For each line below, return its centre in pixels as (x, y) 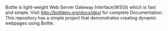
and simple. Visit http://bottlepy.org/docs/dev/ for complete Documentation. (84, 12)
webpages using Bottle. (30, 23)
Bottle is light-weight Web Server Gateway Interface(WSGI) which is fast (80, 7)
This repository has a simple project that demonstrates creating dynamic (81, 18)
